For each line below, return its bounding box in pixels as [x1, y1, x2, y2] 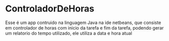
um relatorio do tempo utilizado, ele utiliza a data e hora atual [5, 30, 132, 36]
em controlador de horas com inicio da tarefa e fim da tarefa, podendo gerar [5, 24, 164, 30]
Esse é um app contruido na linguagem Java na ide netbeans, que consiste [5, 19, 161, 25]
